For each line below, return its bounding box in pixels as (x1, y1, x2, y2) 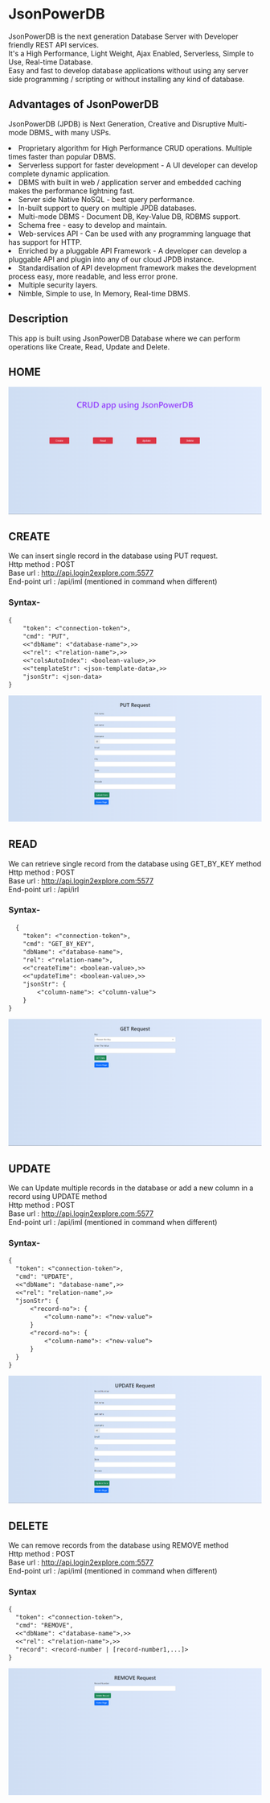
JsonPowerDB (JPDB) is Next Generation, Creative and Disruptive (8, 118, 227, 129)
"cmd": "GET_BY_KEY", (22, 940, 95, 948)
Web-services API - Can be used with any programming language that (18, 229, 252, 238)
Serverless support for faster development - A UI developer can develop (18, 160, 259, 170)
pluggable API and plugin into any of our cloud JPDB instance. (8, 254, 215, 264)
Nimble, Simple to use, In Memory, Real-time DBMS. (18, 288, 190, 298)
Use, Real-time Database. (8, 57, 93, 67)
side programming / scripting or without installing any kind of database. (8, 74, 245, 84)
